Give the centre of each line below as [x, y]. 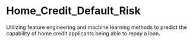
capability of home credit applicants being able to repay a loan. [83, 33]
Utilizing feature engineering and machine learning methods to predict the [96, 27]
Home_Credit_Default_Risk [74, 11]
